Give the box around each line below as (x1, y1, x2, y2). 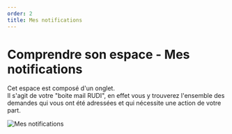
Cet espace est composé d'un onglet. (7, 84, 115, 92)
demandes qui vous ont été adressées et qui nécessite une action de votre (7, 99, 222, 108)
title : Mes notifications (7, 17, 82, 24)
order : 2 (7, 10, 33, 17)
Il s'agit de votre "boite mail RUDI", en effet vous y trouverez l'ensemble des (7, 92, 225, 100)
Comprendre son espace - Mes (7, 47, 190, 62)
